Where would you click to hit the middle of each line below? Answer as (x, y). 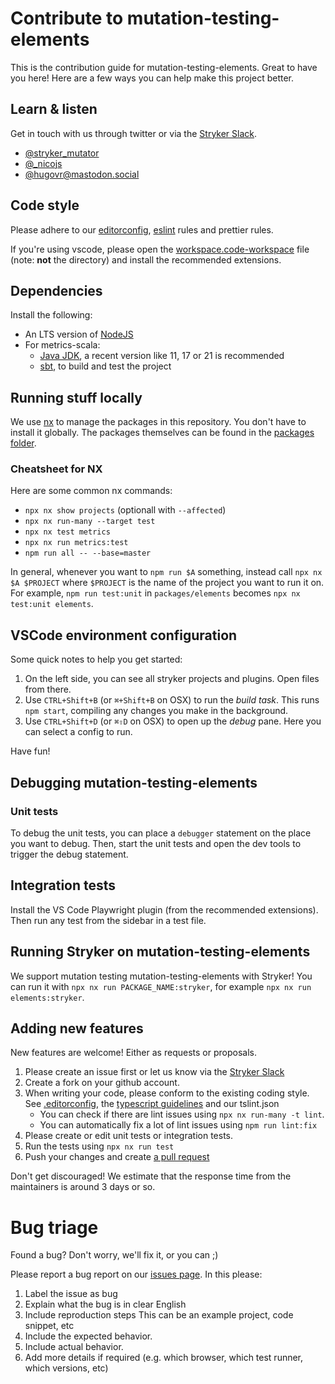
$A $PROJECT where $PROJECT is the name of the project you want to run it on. (167, 583)
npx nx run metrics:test (76, 543)
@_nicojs (43, 163)
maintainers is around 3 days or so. (83, 1187)
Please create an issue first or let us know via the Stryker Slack (154, 1072)
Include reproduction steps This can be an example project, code (159, 1315)
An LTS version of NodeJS (79, 334)
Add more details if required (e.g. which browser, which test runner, (164, 1358)
